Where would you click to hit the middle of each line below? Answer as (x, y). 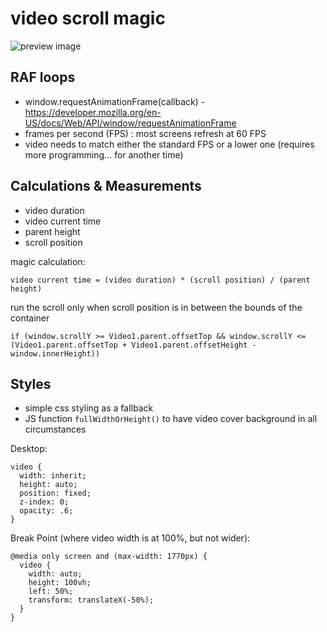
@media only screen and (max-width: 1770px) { (109, 557)
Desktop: (29, 449)
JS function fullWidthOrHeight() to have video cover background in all (171, 419)
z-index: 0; (44, 502)
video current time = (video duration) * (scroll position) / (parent (160, 280)
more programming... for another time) (104, 154)
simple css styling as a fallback (89, 408)
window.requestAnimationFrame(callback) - (115, 101)
